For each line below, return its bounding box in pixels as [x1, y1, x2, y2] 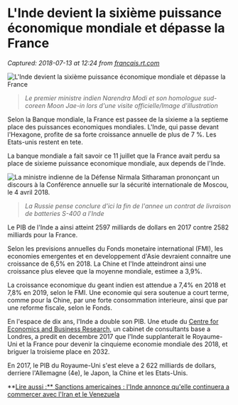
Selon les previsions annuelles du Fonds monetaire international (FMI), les [7, 244, 224, 253]
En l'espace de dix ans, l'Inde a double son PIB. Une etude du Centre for [7, 317, 219, 325]
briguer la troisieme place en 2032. [7, 347, 110, 356]
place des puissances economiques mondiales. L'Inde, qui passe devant [7, 122, 219, 131]
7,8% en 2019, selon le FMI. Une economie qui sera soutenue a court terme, [7, 288, 229, 296]
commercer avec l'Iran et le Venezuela [7, 389, 120, 399]
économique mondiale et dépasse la [7, 20, 225, 36]
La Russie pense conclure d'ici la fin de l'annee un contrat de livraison [24, 201, 232, 210]
